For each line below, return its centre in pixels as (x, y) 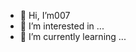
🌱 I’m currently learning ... (73, 36)
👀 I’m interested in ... (62, 26)
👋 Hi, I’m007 (45, 15)
